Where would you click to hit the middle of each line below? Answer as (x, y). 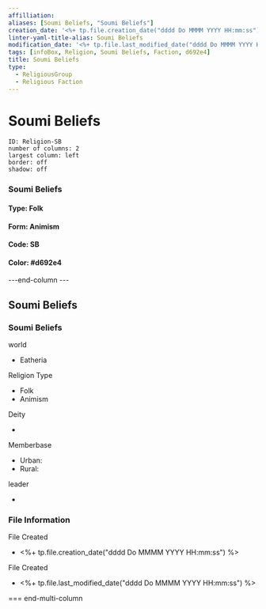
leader (19, 484)
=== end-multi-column (46, 599)
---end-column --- (39, 280)
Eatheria (33, 360)
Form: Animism (34, 226)
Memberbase (30, 445)
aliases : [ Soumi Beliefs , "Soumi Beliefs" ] (81, 23)
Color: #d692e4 (35, 263)
